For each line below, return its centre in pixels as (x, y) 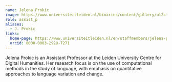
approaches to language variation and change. (55, 74)
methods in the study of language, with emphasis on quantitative (73, 68)
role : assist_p (21, 19)
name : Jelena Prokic (27, 10)
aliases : (15, 24)
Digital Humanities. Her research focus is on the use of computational (79, 63)
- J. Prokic (23, 29)
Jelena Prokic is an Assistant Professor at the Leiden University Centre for (83, 58)
